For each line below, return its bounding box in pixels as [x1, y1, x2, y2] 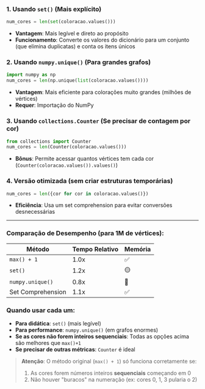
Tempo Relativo [72, 245, 119, 253]
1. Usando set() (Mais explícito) [6, 5, 102, 13]
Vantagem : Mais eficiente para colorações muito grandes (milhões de [15, 89, 192, 96]
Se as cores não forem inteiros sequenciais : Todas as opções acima [15, 333, 189, 340]
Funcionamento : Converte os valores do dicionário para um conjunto [15, 36, 190, 44]
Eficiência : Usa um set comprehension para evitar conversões [15, 202, 173, 209]
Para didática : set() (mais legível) [15, 320, 102, 327]
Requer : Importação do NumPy [15, 101, 94, 109]
